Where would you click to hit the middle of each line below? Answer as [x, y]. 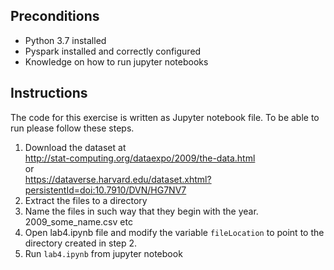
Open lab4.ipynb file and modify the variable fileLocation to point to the [174, 232]
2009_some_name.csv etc [78, 221]
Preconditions [55, 16]
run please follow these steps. [72, 128]
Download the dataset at [75, 147]
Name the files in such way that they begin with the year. [141, 211]
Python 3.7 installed [65, 40]
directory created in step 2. [81, 243]
